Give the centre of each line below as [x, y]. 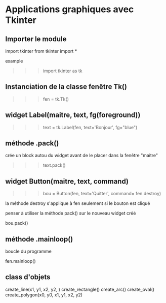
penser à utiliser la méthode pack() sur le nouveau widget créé [71, 213]
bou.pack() [17, 223]
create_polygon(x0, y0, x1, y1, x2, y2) [44, 295]
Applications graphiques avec [70, 9]
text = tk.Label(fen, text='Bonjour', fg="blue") [90, 127]
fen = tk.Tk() [56, 99]
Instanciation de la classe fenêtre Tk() [66, 87]
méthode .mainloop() [39, 239]
